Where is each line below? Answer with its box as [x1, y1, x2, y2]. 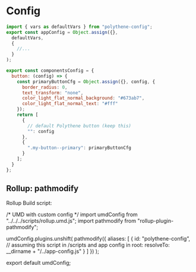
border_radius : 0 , [21, 84, 68, 90]
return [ [17, 112, 39, 118]
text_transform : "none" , [21, 90, 84, 96]
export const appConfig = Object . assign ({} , [6, 29, 118, 35]
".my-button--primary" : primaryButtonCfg [27, 145, 132, 151]
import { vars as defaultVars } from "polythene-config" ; [6, 24, 153, 30]
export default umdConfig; [6, 259, 71, 266]
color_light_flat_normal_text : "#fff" [21, 101, 118, 107]
